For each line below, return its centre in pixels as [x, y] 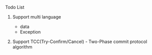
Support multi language [37, 17]
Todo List [15, 7]
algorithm [22, 47]
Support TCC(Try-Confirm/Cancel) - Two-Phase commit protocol [80, 41]
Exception [30, 32]
